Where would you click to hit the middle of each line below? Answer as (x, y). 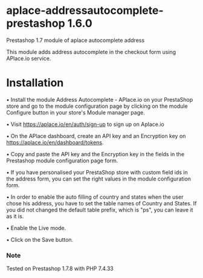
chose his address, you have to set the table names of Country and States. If (101, 203)
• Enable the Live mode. (36, 228)
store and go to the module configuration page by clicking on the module (97, 106)
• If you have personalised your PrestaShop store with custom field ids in (97, 172)
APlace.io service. (29, 58)
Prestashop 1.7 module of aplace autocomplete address (76, 40)
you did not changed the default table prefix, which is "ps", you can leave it (100, 210)
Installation (35, 83)
